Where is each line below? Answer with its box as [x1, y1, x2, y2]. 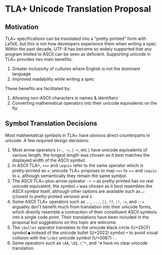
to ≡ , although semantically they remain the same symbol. [12, 173, 128, 179]
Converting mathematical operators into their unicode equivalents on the [12, 100, 158, 106]
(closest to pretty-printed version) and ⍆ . [12, 193, 93, 199]
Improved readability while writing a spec [12, 76, 95, 82]
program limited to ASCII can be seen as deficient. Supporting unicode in [5, 51, 151, 57]
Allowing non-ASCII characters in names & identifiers [12, 95, 118, 101]
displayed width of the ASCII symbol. [12, 157, 86, 163]
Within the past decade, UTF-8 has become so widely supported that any [5, 46, 152, 52]
